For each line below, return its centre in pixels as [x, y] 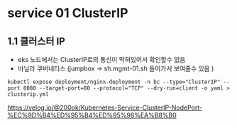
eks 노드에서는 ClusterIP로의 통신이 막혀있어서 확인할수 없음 [101, 59]
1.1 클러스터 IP [36, 41]
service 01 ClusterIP [68, 13]
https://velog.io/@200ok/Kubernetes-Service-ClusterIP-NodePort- [105, 107]
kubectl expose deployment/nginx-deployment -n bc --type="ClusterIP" [114, 82]
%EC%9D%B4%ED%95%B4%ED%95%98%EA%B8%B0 [92, 115]
